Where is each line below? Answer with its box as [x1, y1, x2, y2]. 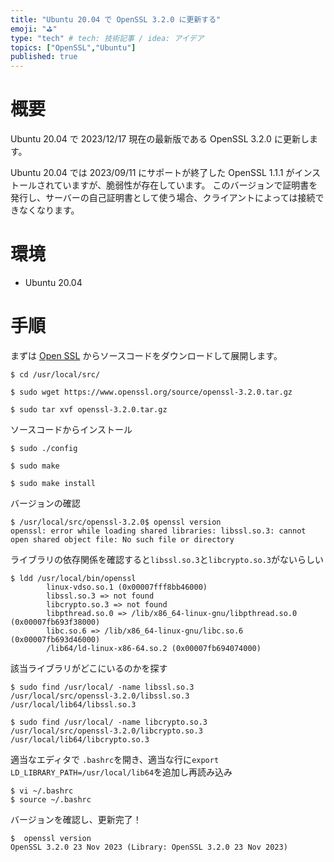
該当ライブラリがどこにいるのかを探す [10, 662, 168, 674]
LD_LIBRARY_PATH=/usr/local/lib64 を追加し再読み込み [10, 766, 233, 778]
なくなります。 [18, 204, 80, 216]
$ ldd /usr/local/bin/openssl [10, 573, 137, 583]
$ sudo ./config [10, 443, 78, 453]
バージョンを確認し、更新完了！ [10, 813, 142, 825]
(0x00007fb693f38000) [10, 617, 101, 627]
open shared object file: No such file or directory [10, 534, 235, 545]
